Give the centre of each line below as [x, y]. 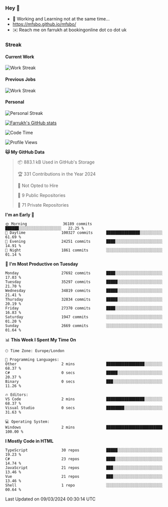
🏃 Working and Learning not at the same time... [61, 19]
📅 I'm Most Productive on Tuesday [42, 264]
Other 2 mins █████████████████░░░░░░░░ [84, 364]
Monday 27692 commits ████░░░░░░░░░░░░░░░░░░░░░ [84, 273]
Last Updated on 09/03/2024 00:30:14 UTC [50, 499]
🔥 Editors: [17, 395]
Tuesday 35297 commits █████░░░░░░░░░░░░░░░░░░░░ [84, 282]
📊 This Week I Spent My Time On [41, 340]
